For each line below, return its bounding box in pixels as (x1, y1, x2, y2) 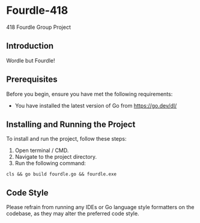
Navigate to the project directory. (14, 153, 97, 160)
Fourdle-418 (6, 4, 68, 17)
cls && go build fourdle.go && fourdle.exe (6, 171, 117, 177)
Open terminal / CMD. (14, 147, 69, 154)
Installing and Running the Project (6, 119, 136, 129)
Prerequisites (6, 75, 58, 85)
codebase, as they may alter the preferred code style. (6, 210, 139, 217)
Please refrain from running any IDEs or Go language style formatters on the (6, 204, 195, 211)
